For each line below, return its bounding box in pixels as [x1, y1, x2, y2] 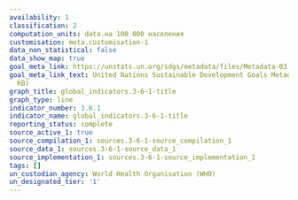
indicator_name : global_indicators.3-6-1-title [9, 112, 189, 120]
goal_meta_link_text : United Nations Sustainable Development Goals [9, 71, 268, 80]
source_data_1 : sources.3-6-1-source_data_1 [9, 144, 176, 153]
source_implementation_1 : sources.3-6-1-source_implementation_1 [9, 152, 255, 162]
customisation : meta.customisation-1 [9, 37, 149, 47]
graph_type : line [9, 95, 74, 104]
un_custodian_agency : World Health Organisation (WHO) [9, 169, 216, 178]
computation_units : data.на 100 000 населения [9, 29, 184, 38]
